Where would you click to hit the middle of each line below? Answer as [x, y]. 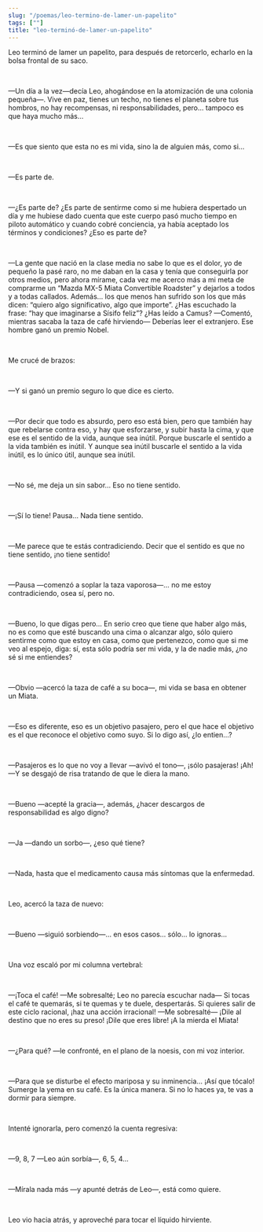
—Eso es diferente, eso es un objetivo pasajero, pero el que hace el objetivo [131, 726]
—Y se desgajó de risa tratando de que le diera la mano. [99, 774]
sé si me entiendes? [40, 657]
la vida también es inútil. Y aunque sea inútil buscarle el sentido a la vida [125, 447]
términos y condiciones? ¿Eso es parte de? [78, 233]
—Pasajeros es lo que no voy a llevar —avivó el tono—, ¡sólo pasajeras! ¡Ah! [131, 765]
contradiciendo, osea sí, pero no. [62, 594]
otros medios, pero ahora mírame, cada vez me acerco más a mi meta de [126, 280]
